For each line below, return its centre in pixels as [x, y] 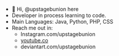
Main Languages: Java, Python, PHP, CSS [62, 22]
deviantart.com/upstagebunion [58, 47]
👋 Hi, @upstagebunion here [45, 9]
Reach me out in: [32, 28]
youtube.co [34, 40]
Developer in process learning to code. [59, 15]
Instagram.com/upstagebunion [58, 34]
